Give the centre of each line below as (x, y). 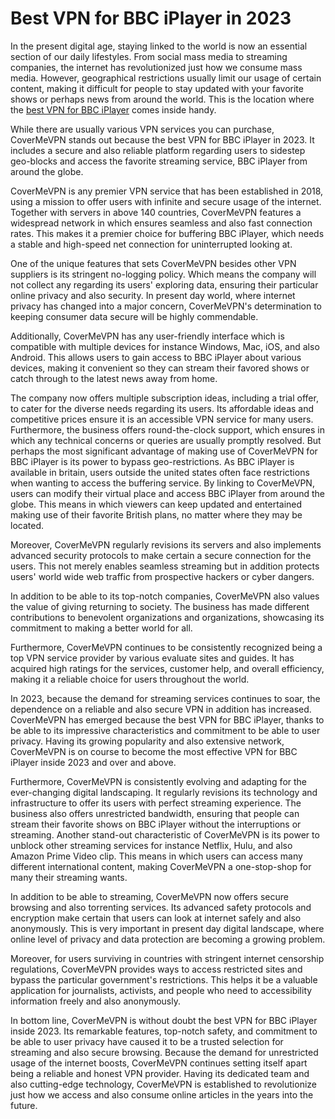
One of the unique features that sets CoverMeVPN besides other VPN (153, 263)
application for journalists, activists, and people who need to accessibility (161, 990)
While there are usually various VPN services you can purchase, (142, 129)
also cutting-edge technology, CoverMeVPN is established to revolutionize (163, 1084)
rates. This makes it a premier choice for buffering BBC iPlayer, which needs (167, 233)
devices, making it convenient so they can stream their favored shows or (160, 368)
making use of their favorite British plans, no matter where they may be (156, 514)
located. (27, 525)
